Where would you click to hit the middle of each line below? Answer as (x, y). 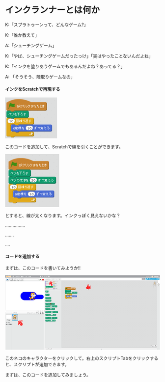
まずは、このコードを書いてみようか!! (43, 268)
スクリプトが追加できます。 (41, 364)
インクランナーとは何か (53, 10)
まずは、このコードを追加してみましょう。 (48, 375)
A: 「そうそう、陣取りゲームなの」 (40, 77)
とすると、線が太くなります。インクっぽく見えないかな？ (63, 216)
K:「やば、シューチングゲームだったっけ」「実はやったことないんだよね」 (79, 56)
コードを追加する (22, 256)
